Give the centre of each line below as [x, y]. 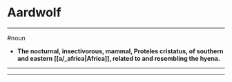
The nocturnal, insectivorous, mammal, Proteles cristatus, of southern [120, 51]
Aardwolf [34, 13]
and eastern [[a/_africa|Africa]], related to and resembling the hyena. [119, 58]
